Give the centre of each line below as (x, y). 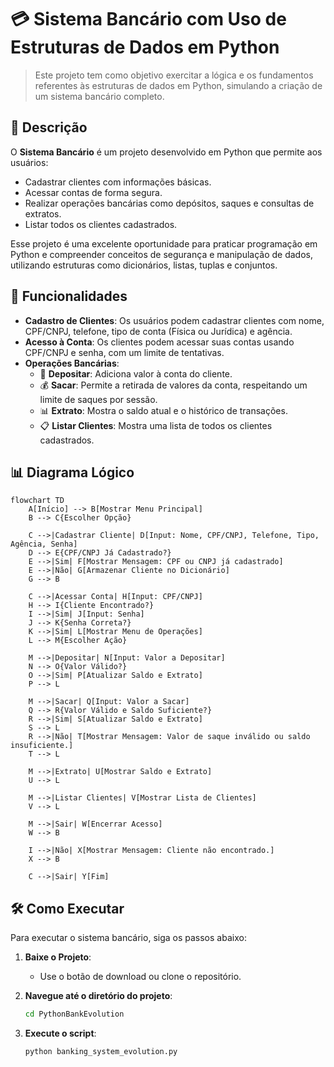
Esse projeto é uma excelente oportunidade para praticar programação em (164, 243)
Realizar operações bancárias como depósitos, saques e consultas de (169, 203)
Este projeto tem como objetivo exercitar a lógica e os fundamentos (174, 75)
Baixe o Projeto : (58, 957)
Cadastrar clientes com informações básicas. (118, 182)
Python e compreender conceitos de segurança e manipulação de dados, (161, 254)
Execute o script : (60, 1033)
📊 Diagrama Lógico (72, 472)
